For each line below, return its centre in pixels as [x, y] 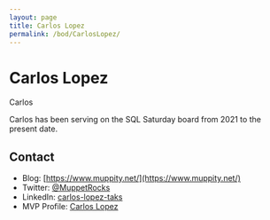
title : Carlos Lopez [47, 26]
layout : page [33, 17]
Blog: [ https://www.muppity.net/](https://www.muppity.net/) [131, 178]
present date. [34, 129]
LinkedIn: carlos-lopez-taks [72, 197]
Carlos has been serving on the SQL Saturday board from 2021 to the [135, 120]
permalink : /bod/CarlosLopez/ [65, 34]
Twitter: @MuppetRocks [66, 188]
